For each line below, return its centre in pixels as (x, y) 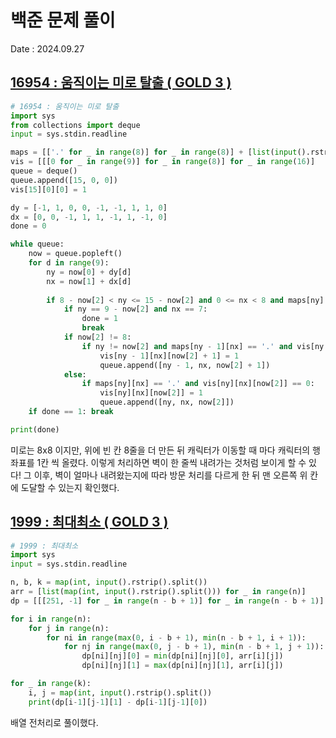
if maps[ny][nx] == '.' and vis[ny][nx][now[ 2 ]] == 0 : (198, 384)
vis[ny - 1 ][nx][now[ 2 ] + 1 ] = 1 (169, 356)
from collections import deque (75, 125)
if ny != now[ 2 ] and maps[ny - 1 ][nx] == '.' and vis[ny (203, 346)
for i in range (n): (51, 619)
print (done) (35, 429)
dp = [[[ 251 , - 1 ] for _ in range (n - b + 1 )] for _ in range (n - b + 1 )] (167, 601)
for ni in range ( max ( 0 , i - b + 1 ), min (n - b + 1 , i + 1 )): (176, 637)
